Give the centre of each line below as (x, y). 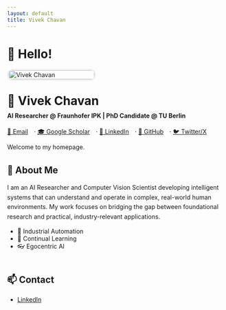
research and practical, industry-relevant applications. (84, 217)
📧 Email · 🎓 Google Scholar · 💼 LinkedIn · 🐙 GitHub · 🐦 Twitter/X (107, 131)
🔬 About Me (33, 170)
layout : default (30, 13)
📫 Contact (31, 279)
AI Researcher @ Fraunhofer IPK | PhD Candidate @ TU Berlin (97, 116)
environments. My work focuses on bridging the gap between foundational (113, 207)
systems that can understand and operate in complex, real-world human (109, 197)
